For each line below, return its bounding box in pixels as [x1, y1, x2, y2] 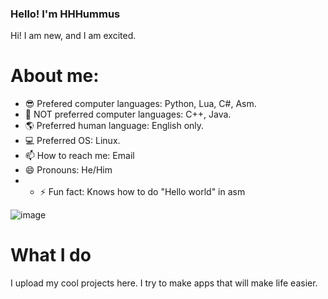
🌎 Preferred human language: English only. [24, 120, 205, 132]
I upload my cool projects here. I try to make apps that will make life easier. [10, 277, 318, 289]
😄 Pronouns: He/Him [24, 164, 113, 176]
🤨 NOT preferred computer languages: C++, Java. [24, 108, 232, 121]
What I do [10, 244, 92, 267]
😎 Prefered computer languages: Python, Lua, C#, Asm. [24, 98, 257, 110]
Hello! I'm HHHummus [10, 7, 121, 21]
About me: [10, 65, 100, 87]
